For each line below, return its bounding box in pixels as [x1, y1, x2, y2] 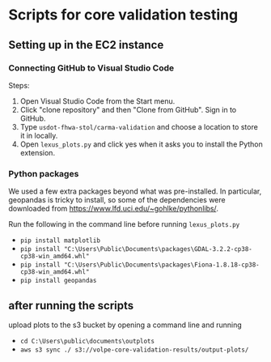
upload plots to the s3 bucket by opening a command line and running [8, 320, 243, 330]
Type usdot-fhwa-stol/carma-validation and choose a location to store [19, 121, 259, 131]
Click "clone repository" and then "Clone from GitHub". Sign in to [19, 104, 237, 114]
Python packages [8, 168, 79, 179]
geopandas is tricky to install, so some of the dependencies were [8, 195, 226, 205]
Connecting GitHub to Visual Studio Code [8, 62, 175, 74]
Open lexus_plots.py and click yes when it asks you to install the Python [19, 139, 263, 149]
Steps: [8, 80, 30, 90]
